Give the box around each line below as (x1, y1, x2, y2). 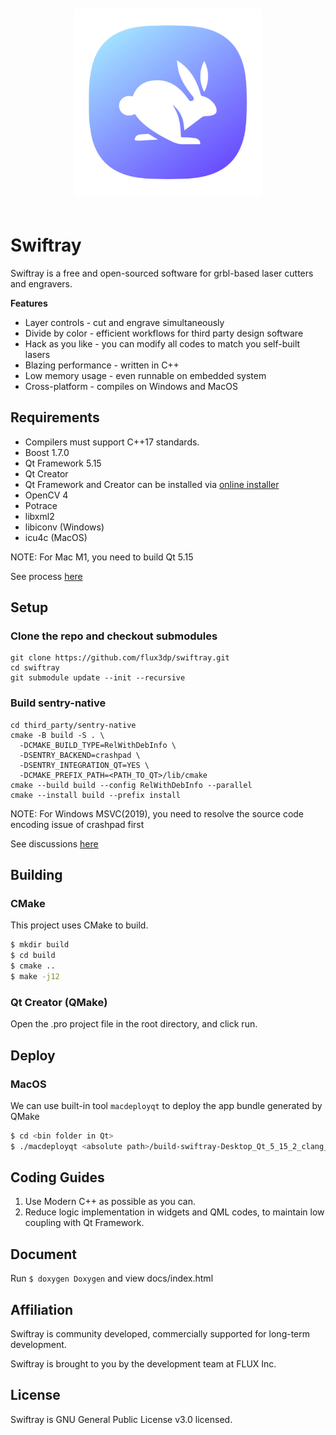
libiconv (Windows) (24, 521, 105, 533)
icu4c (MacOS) (24, 531, 88, 543)
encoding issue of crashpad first (10, 818, 145, 830)
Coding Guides (10, 1169, 105, 1186)
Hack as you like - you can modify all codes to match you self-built (24, 337, 301, 350)
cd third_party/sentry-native (10, 720, 137, 730)
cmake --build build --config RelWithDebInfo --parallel (10, 780, 253, 790)
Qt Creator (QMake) (10, 995, 108, 1009)
